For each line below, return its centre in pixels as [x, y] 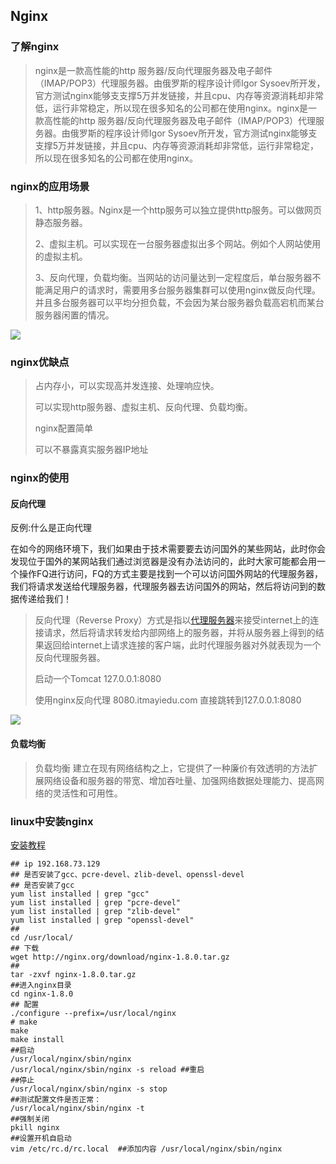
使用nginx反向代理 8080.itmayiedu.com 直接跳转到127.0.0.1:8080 [168, 700]
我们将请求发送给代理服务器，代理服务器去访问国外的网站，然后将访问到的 [163, 586]
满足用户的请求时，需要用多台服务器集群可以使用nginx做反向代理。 [182, 290]
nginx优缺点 [40, 362]
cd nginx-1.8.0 [42, 994]
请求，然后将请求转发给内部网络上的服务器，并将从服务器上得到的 [179, 633]
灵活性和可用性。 [87, 793]
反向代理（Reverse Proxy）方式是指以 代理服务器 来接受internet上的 [172, 620]
